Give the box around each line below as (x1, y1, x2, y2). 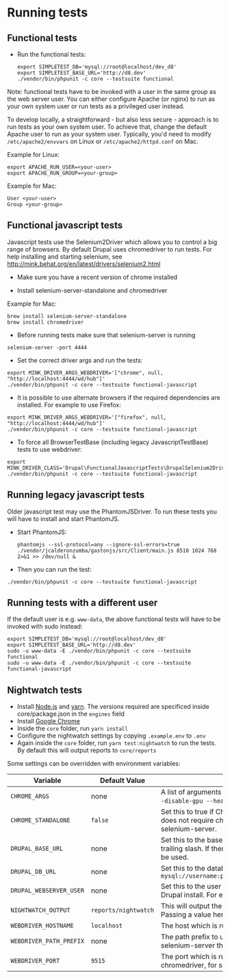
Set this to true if (160, 807, 214, 817)
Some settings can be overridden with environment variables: (7, 760, 181, 768)
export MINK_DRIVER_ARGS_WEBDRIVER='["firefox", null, (7, 413, 167, 421)
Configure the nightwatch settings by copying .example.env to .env (16, 732, 206, 740)
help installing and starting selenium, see (7, 252, 123, 261)
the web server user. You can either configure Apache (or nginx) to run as (7, 95, 216, 103)
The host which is (160, 921, 218, 930)
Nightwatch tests (7, 684, 83, 696)
